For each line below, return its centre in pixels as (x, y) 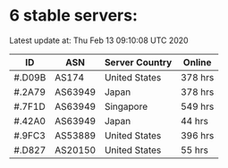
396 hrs (197, 135)
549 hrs (197, 106)
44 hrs (194, 121)
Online (197, 62)
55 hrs (194, 150)
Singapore (126, 106)
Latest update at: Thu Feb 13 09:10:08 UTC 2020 (99, 40)
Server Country (138, 62)
